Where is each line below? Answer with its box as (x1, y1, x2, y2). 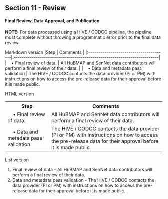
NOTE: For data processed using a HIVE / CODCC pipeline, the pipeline (5, 29, 152, 35)
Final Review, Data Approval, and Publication (5, 17, 100, 24)
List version (5, 157, 29, 163)
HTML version (5, 91, 34, 97)
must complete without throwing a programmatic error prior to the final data (5, 34, 161, 40)
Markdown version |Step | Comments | (5, 49, 85, 55)
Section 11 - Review (5, 4, 66, 12)
